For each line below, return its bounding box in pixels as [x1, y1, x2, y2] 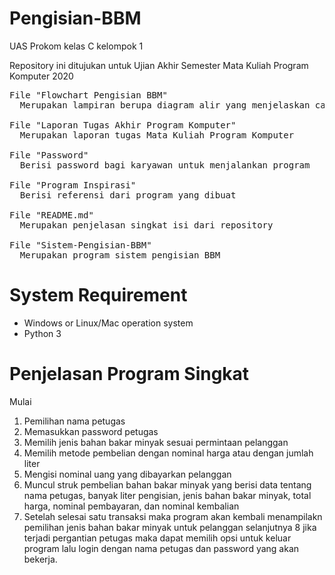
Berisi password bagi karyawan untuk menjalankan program [19, 159, 311, 171]
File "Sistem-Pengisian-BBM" [9, 239, 152, 251]
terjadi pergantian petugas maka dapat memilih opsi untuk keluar [23, 532, 292, 544]
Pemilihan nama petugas [23, 415, 126, 427]
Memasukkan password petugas [23, 425, 159, 437]
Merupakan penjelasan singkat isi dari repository [19, 219, 274, 231]
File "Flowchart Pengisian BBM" [9, 89, 168, 101]
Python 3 [23, 327, 62, 339]
